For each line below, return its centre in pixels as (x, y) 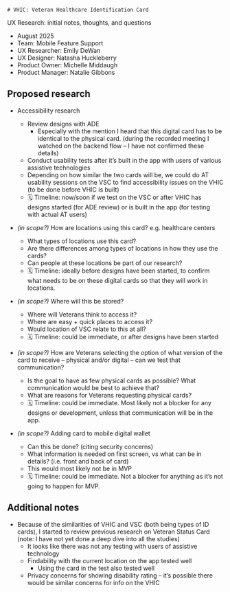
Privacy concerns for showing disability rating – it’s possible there (120, 575)
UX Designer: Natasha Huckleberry (67, 58)
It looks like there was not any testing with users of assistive (112, 546)
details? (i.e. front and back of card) (78, 461)
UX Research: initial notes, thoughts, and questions (79, 23)
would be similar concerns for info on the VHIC (93, 582)
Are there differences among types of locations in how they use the (123, 248)
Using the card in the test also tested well (96, 568)
